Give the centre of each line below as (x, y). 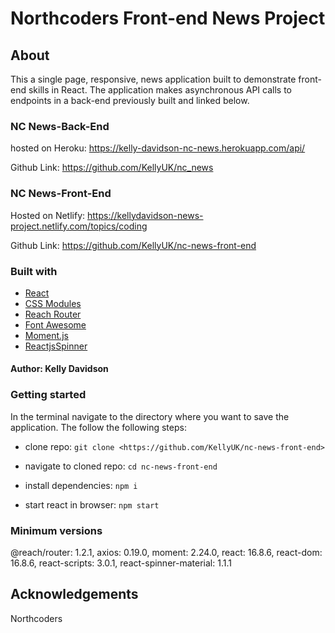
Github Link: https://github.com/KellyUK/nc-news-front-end (133, 245)
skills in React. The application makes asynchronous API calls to (160, 90)
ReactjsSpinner (56, 346)
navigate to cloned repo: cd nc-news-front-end (121, 466)
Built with (34, 271)
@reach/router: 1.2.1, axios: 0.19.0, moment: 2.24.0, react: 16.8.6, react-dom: (166, 553)
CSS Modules (53, 303)
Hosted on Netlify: (48, 215)
